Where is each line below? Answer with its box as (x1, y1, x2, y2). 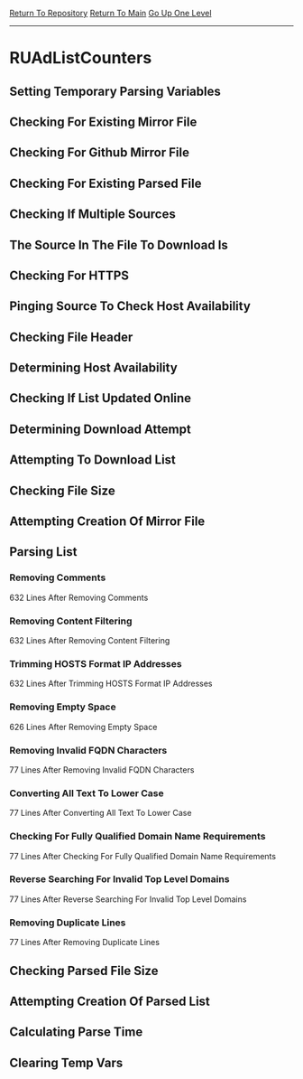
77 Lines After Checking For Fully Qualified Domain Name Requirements (9, 850, 277, 861)
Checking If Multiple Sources (9, 207, 176, 222)
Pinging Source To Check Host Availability (9, 298, 251, 314)
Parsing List (9, 544, 78, 559)
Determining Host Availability (9, 361, 178, 376)
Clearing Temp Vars (9, 1055, 124, 1070)
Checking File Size (9, 483, 115, 498)
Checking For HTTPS (9, 267, 129, 283)
